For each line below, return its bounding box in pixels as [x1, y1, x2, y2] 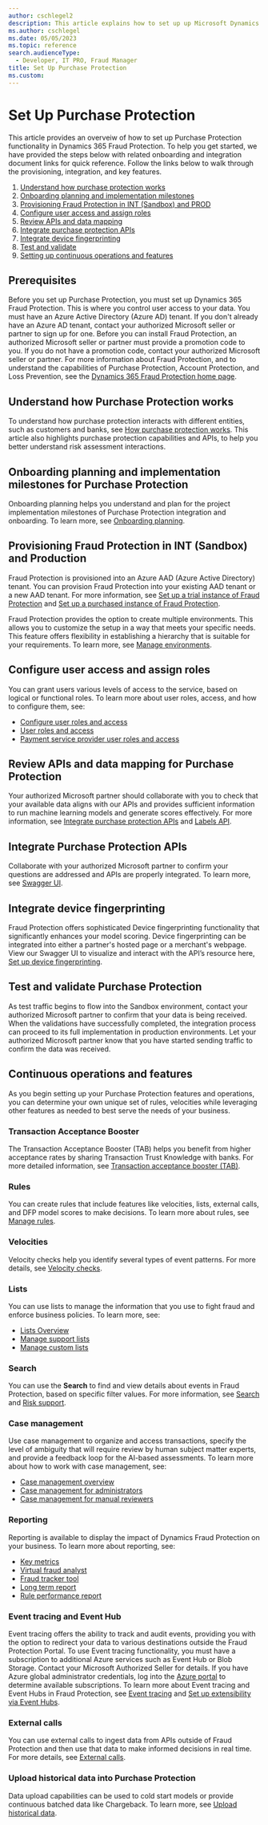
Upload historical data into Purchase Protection [8, 1773, 196, 1784]
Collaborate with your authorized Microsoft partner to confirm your [8, 861, 229, 871]
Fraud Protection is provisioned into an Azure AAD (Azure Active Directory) [8, 573, 256, 583]
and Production [8, 551, 87, 566]
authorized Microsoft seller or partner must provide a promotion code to [8, 338, 246, 348]
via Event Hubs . [8, 1697, 60, 1707]
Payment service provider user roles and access [19, 734, 180, 743]
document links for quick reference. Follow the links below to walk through [8, 158, 254, 168]
